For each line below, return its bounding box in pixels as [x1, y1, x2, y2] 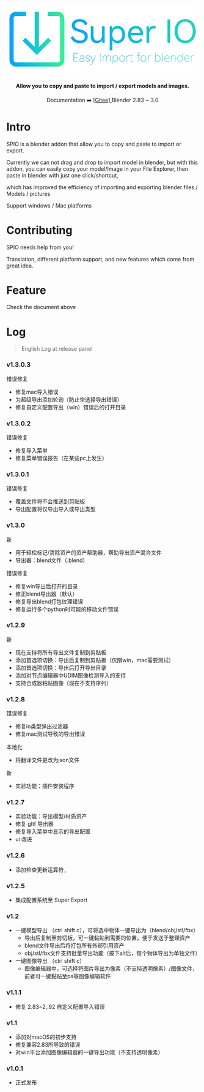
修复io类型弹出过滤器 [15, 723, 68, 730]
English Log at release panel [21, 345, 93, 353]
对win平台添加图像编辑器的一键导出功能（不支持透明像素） [15, 1049, 164, 1056]
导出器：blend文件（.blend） [15, 556, 89, 564]
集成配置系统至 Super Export [15, 896, 88, 904]
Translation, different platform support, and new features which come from [6, 255, 195, 263]
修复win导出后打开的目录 [15, 582, 78, 589]
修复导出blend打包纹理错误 [15, 597, 84, 605]
